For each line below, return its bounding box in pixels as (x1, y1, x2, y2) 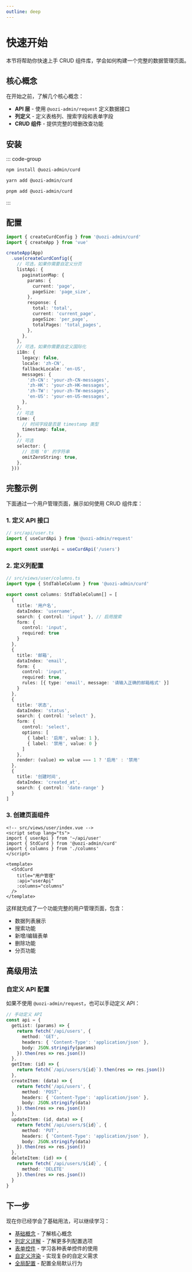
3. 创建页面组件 (6, 811, 50, 819)
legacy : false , (21, 355, 60, 361)
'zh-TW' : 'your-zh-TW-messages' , (27, 388, 110, 394)
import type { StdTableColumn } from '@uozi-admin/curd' (6, 581, 149, 587)
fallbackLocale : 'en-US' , (21, 366, 86, 372)
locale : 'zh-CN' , (21, 360, 65, 366)
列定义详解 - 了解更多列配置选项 (14, 1238, 93, 1245)
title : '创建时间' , (17, 774, 61, 780)
